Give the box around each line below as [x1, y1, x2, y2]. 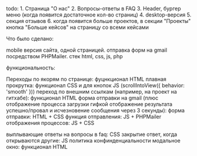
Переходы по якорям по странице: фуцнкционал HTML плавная [6, 76, 166, 82]
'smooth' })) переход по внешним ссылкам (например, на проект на [6, 88, 178, 95]
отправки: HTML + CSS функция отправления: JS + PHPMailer [6, 113, 162, 120]
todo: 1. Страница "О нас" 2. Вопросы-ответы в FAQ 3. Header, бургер [6, 5, 181, 12]
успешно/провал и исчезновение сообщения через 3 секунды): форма [6, 107, 185, 114]
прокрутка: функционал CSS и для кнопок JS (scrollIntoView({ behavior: [6, 82, 185, 89]
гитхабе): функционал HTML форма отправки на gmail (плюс [6, 94, 159, 101]
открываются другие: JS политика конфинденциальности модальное [6, 137, 181, 144]
